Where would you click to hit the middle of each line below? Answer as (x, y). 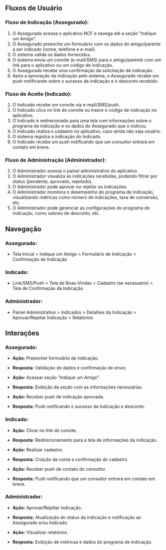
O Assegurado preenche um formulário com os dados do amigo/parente (86, 44)
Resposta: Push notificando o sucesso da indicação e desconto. (79, 406)
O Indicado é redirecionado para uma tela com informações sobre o (82, 120)
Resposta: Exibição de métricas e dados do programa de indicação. (82, 542)
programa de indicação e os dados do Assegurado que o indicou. (80, 126)
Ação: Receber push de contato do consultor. (59, 469)
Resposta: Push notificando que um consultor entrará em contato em (84, 479)
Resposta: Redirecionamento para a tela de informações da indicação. (85, 440)
